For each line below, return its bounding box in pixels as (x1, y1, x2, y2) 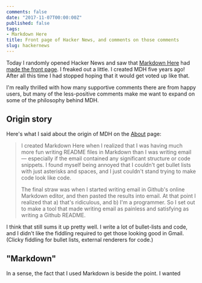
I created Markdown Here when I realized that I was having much (21, 141, 183, 149)
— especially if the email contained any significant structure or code (21, 155, 191, 162)
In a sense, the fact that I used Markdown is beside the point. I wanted (6, 270, 181, 277)
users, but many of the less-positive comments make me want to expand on (6, 90, 195, 97)
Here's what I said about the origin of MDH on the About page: (6, 130, 162, 137)
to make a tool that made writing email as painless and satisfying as (21, 205, 189, 212)
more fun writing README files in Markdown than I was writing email (21, 148, 192, 155)
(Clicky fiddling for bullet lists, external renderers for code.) (6, 236, 154, 243)
